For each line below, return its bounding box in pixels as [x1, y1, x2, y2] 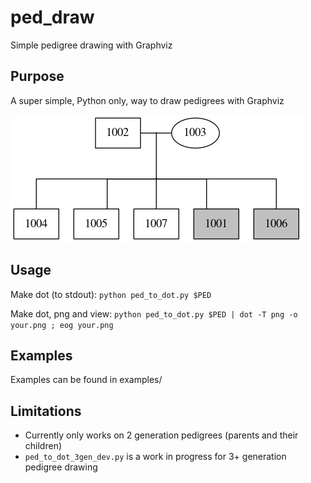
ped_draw [10, 6, 95, 29]
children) [24, 440, 63, 452]
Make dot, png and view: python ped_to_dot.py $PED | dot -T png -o [10, 307, 298, 320]
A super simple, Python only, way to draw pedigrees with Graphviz [10, 94, 285, 106]
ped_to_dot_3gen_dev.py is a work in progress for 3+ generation [24, 451, 287, 463]
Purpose [10, 68, 65, 85]
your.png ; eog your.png [10, 320, 114, 330]
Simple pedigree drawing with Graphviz [10, 39, 173, 51]
